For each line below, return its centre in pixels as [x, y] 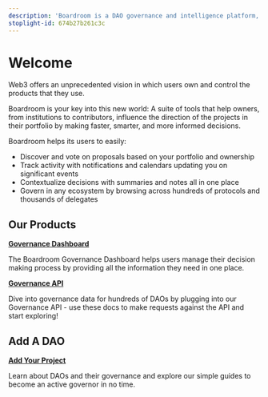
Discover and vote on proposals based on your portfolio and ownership [137, 157]
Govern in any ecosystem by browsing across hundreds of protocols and [140, 191]
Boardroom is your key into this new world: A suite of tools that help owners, [134, 109]
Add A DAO [37, 341]
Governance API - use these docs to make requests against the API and [126, 307]
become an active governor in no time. [72, 384]
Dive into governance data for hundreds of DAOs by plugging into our [123, 299]
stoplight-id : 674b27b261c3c [57, 23]
